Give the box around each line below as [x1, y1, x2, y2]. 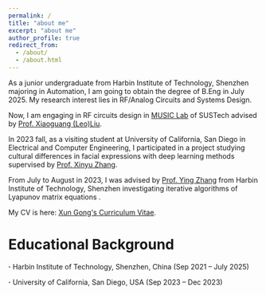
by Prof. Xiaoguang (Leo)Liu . [8, 119, 102, 128]
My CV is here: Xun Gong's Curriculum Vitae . [8, 207, 157, 217]
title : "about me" [8, 19, 69, 27]
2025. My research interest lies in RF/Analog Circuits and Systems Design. [8, 95, 252, 104]
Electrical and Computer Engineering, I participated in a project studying [8, 143, 245, 152]
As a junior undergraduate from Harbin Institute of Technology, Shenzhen [8, 77, 249, 88]
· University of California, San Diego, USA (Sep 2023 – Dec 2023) [8, 277, 223, 287]
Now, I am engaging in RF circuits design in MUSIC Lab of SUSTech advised [8, 110, 257, 120]
